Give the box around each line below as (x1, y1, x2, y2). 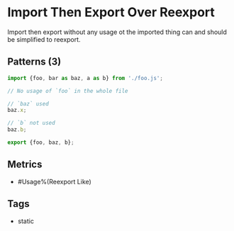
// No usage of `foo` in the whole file (7, 87, 129, 94)
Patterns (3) (7, 56, 62, 68)
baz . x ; (7, 107, 27, 114)
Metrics (7, 159, 43, 171)
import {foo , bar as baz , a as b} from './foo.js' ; (7, 74, 163, 81)
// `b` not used (7, 120, 55, 127)
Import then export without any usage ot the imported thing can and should (7, 28, 227, 36)
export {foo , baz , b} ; (7, 139, 74, 146)
